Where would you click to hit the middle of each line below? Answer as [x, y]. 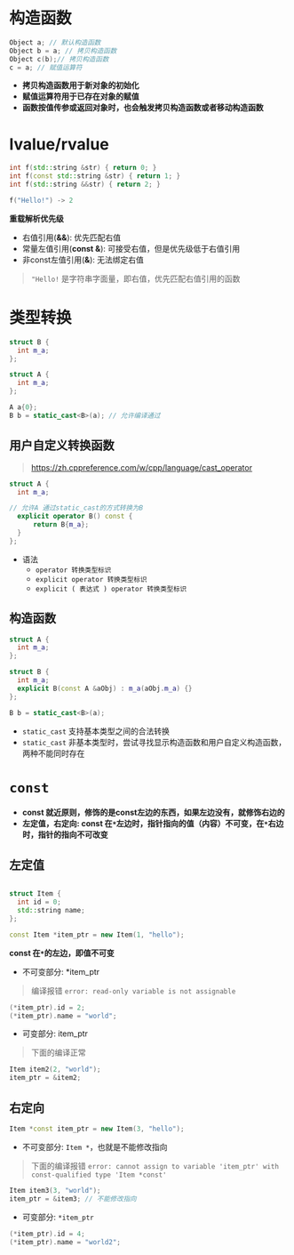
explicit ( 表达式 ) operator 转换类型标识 [111, 589]
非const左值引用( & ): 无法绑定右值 [83, 260]
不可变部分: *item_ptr [61, 971]
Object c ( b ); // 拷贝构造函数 [59, 59]
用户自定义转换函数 [62, 446]
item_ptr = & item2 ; [45, 1078]
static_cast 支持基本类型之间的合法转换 [96, 731]
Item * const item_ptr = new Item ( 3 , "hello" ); [97, 1129]
